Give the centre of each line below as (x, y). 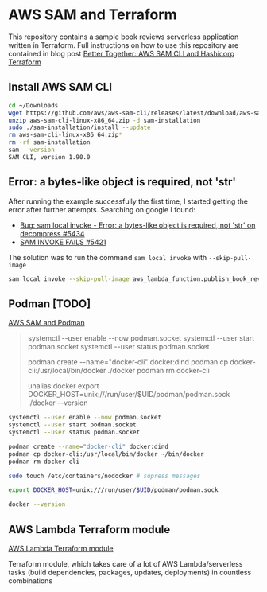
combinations (31, 580)
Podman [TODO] (50, 304)
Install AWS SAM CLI (60, 87)
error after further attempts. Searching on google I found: (102, 209)
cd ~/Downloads (33, 105)
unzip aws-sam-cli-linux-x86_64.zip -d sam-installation (104, 120)
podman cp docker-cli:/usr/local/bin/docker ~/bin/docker (106, 454)
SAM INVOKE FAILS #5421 (63, 242)
